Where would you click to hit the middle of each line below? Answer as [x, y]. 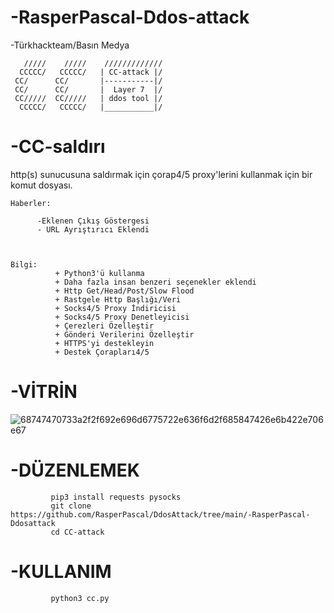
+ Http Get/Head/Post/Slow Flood [124, 291]
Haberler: [31, 203]
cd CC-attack [77, 532]
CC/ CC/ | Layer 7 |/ [88, 89]
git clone [71, 506]
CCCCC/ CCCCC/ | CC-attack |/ [91, 72]
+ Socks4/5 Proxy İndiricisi [115, 308]
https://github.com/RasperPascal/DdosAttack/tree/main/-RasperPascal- [160, 514]
